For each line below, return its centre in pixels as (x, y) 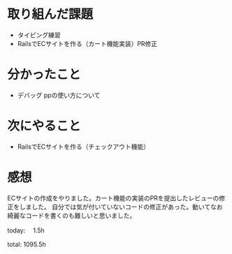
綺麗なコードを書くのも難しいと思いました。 (72, 215)
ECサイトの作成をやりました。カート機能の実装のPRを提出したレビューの (113, 198)
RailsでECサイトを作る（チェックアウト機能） (84, 147)
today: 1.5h (26, 230)
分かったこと (44, 75)
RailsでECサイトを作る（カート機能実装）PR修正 (87, 43)
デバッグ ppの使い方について (59, 95)
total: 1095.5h (27, 244)
